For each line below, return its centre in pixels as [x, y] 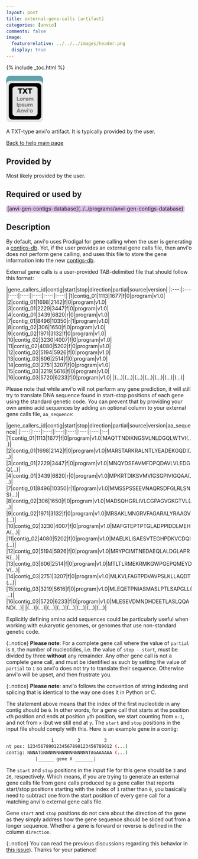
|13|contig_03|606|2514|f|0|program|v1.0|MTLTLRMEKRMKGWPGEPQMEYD [99, 563]
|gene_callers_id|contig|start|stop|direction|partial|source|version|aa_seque [98, 425]
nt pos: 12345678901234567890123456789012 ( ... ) [67, 747]
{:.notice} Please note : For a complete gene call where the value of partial [98, 643]
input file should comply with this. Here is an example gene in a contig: [92, 729]
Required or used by [44, 194]
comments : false [26, 31]
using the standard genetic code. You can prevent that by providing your [95, 401]
